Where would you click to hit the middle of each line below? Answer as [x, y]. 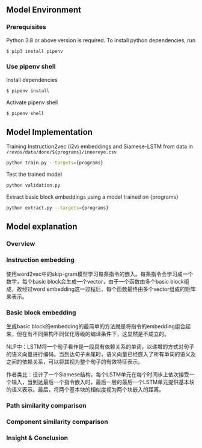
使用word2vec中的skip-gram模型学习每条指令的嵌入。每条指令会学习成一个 [100, 274]
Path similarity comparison [47, 405]
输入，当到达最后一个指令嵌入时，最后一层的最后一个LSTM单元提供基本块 [103, 382]
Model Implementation [50, 132]
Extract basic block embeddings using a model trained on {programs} [93, 197]
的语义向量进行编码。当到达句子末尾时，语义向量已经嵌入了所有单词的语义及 [101, 354]
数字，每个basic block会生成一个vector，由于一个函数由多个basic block [95, 281]
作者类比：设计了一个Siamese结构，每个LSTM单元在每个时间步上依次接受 [98, 374]
